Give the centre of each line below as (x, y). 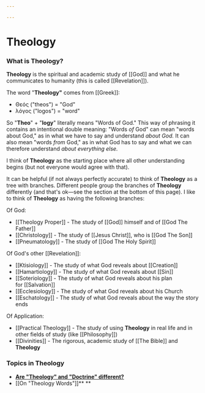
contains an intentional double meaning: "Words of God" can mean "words (100, 130)
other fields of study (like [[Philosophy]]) (66, 334)
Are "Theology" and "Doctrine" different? (69, 376)
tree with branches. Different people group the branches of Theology (94, 185)
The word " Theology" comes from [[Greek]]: (63, 93)
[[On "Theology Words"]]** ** (53, 383)
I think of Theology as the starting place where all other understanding (95, 161)
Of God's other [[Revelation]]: (44, 254)
